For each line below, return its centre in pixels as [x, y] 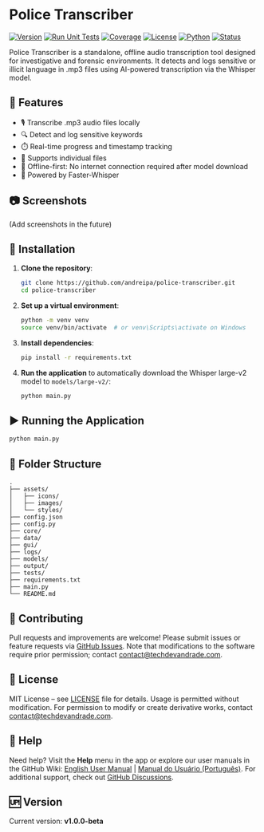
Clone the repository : [57, 268]
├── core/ [26, 531]
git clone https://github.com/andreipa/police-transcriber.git [128, 283]
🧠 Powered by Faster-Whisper [70, 175]
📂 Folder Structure [55, 464]
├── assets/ [29, 489]
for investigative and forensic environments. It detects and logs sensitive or [132, 61]
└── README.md [33, 594]
